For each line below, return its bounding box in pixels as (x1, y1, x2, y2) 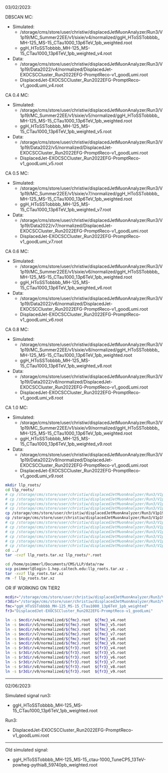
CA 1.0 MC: (5, 405, 28, 411)
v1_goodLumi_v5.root (19, 161, 63, 166)
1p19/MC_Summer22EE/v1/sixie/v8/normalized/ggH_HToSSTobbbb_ (19, 347, 160, 353)
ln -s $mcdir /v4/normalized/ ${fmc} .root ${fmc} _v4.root (5, 617, 126, 622)
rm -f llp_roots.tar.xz (5, 576, 55, 581)
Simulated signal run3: (5, 692, 51, 698)
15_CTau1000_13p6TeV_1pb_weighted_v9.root (19, 441, 112, 447)
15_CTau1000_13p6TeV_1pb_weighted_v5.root (19, 128, 112, 135)
